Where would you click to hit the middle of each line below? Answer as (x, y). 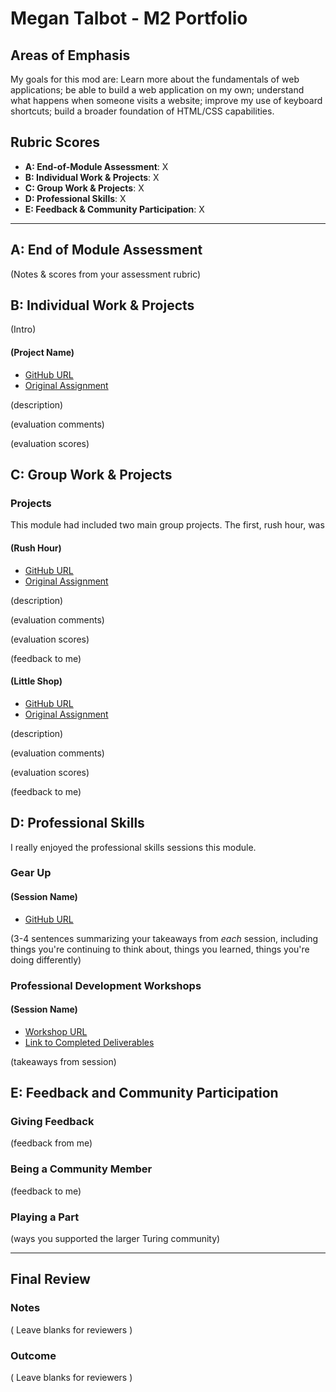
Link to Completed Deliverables (89, 1042)
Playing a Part (45, 1217)
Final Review (50, 1279)
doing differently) (46, 959)
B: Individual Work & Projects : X (92, 177)
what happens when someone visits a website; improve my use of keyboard (166, 100)
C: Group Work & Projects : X (84, 188)
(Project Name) (42, 353)
